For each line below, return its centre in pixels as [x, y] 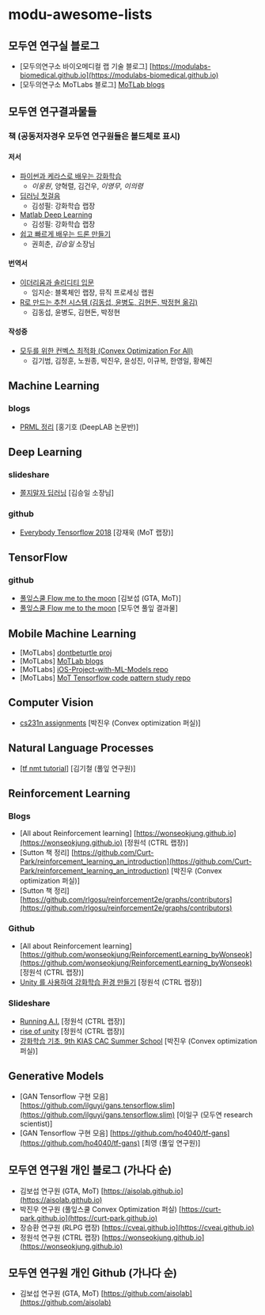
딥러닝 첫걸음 [40, 196]
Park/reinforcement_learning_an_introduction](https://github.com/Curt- [136, 861]
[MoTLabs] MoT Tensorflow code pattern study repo [105, 678]
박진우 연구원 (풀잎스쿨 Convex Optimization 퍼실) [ [100, 1209]
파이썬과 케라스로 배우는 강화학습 [70, 176]
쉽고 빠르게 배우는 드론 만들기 [65, 234]
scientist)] [36, 1123]
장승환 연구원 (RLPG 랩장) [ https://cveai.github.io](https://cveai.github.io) [137, 1227]
